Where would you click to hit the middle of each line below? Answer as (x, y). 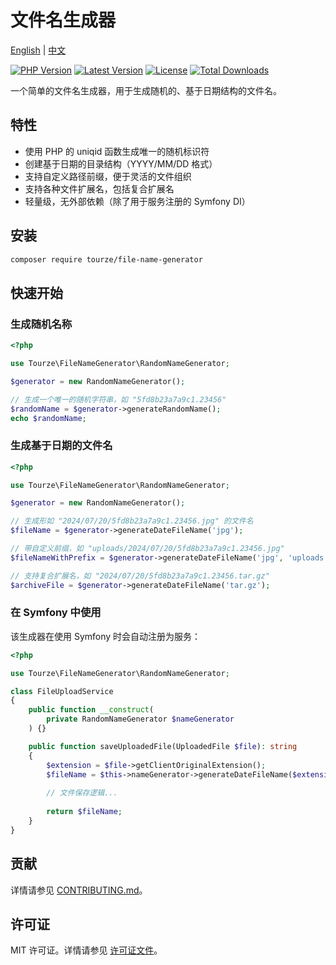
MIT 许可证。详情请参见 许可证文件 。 (86, 950)
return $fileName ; (84, 812)
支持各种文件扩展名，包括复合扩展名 (99, 188)
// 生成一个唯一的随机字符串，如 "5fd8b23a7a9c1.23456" (118, 399)
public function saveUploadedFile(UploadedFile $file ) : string (163, 746)
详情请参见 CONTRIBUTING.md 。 (79, 890)
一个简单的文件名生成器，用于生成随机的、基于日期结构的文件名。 (146, 90)
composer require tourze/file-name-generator (106, 259)
